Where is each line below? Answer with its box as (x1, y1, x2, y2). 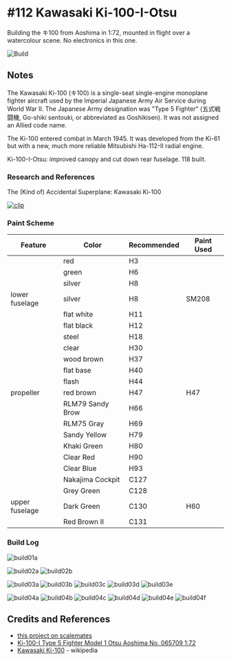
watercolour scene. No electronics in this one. (7, 36, 137, 44)
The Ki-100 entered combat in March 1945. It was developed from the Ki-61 (7, 134, 221, 143)
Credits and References (7, 613, 111, 625)
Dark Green (63, 501, 101, 511)
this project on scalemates (16, 631, 93, 640)
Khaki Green (63, 441, 103, 451)
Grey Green (63, 486, 101, 496)
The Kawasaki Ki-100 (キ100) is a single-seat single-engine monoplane (7, 88, 208, 97)
